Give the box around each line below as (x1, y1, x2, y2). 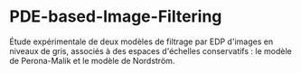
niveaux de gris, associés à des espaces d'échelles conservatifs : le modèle (9, 45, 292, 56)
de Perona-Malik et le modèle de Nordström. (9, 55, 175, 66)
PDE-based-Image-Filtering (9, 6, 222, 27)
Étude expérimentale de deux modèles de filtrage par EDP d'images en (9, 36, 274, 47)
